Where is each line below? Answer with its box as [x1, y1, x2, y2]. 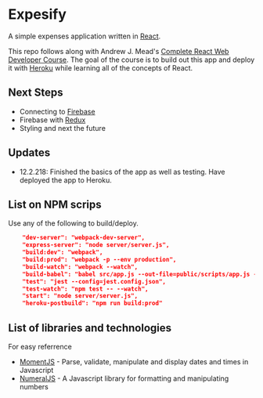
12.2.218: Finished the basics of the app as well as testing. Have [19, 167, 225, 176]
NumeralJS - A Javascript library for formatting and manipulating [19, 374, 229, 383]
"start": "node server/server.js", [22, 292, 139, 300]
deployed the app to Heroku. [19, 175, 112, 185]
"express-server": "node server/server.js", [22, 241, 170, 249]
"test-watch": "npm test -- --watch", [22, 284, 149, 293]
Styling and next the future [19, 123, 106, 132]
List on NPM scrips [8, 197, 102, 211]
